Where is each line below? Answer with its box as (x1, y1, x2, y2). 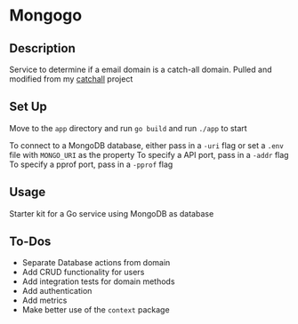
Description (9, 41, 76, 56)
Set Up (9, 99, 47, 115)
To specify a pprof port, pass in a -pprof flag (9, 159, 173, 170)
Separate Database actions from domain (21, 257, 171, 268)
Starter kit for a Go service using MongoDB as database (9, 208, 214, 218)
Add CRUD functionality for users (21, 267, 145, 278)
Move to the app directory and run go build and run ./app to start (9, 122, 247, 133)
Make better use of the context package (21, 304, 171, 315)
